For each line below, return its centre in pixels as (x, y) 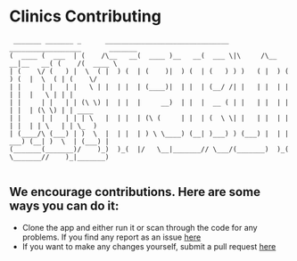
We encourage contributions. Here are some (135, 192)
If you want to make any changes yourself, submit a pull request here (149, 246)
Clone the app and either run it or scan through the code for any (140, 227)
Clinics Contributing (86, 16)
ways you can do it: (64, 206)
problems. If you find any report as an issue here (111, 237)
